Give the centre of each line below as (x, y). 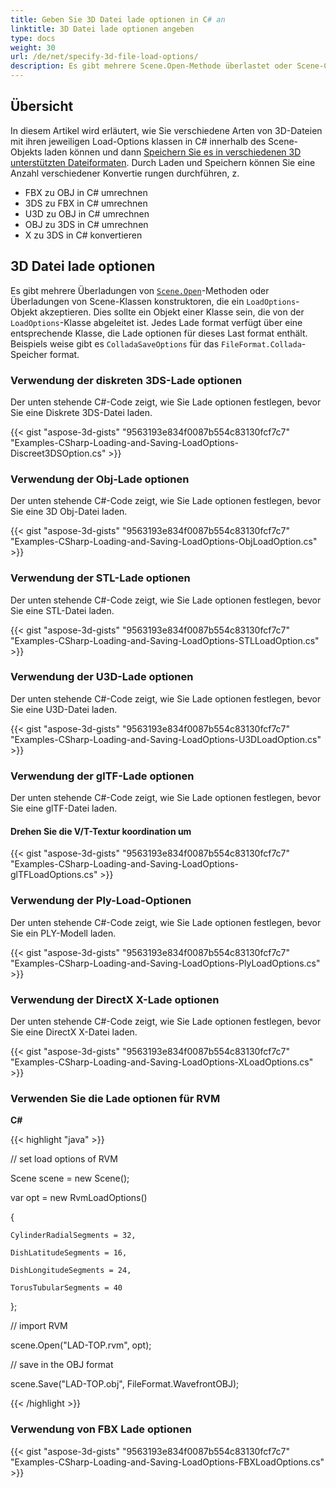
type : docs (33, 38)
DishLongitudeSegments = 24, (71, 1271)
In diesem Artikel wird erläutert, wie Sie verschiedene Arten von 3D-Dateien (166, 130)
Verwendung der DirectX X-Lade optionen (115, 999)
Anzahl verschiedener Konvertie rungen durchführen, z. (125, 173)
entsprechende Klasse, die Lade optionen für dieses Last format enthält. (159, 333)
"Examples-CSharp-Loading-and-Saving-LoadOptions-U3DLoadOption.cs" (166, 739)
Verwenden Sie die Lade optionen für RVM (115, 1098)
